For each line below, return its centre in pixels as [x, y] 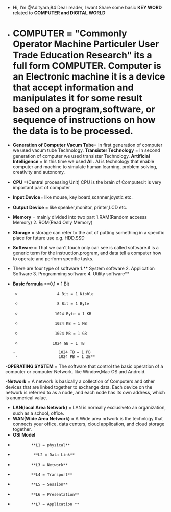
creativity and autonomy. [39, 172]
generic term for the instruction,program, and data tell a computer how [87, 253]
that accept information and [73, 87]
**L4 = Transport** [52, 475]
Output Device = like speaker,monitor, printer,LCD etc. [70, 207]
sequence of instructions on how [84, 120]
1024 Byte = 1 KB [73, 314]
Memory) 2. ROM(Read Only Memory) [53, 222]
